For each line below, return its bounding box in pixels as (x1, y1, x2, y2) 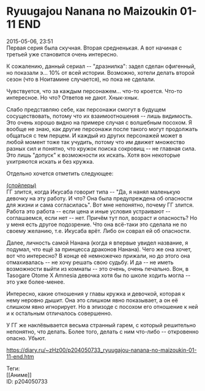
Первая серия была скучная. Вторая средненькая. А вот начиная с (6, 44, 182, 51)
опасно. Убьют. (6, 334, 47, 341)
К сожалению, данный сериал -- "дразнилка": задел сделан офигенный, (6, 63, 196, 70)
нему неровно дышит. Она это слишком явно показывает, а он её (6, 296, 179, 304)
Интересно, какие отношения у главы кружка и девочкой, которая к (6, 290, 185, 297)
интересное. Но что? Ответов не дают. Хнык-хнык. (6, 94, 140, 101)
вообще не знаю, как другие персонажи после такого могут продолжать (6, 125, 198, 132)
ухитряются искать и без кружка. (6, 158, 94, 165)
